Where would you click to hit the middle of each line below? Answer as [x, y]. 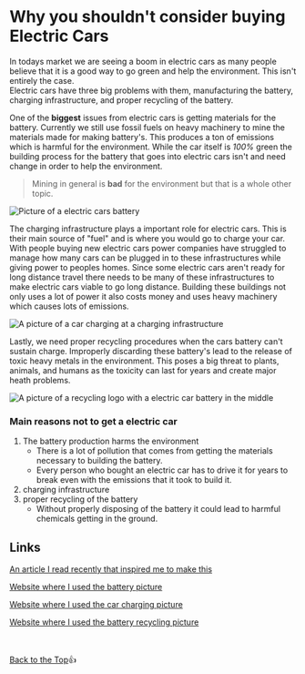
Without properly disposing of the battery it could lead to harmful [158, 509]
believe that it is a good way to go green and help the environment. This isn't [153, 71]
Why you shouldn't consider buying [147, 17]
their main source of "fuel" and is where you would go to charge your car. [147, 238]
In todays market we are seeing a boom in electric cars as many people [143, 61]
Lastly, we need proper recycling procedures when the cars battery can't [147, 341]
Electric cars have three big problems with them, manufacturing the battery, [152, 90]
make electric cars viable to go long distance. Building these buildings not [148, 286]
